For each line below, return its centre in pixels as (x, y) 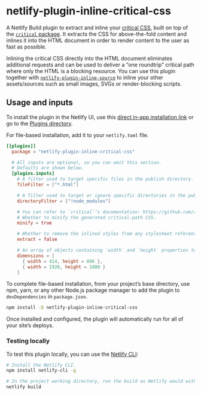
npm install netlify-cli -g (41, 371)
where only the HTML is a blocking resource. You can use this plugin (91, 71)
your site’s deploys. (30, 325)
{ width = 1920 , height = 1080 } (64, 267)
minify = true (34, 223)
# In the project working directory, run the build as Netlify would (95, 382)
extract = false (37, 240)
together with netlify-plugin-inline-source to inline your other (85, 77)
